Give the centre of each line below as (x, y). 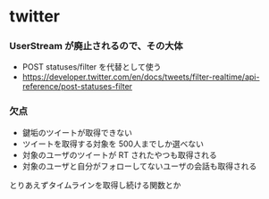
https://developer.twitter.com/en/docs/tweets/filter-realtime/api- (141, 77)
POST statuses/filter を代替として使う (92, 67)
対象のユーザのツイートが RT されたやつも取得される (119, 154)
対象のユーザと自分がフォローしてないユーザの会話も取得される (139, 166)
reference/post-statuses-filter (77, 87)
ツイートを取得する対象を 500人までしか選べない (113, 144)
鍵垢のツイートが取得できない (77, 132)
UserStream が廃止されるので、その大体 (96, 46)
